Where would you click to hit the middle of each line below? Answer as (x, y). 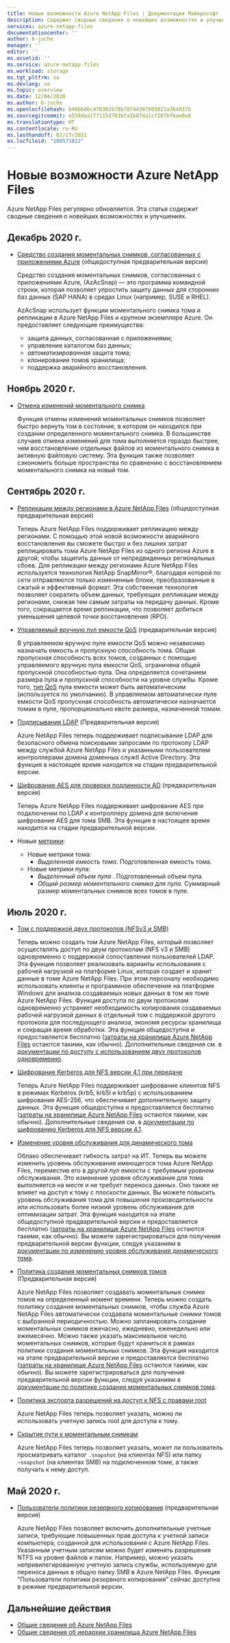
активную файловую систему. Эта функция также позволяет (106, 455)
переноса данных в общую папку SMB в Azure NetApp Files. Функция (118, 1572)
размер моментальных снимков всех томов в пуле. (113, 891)
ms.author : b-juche (35, 103)
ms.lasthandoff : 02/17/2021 (47, 135)
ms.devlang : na (29, 84)
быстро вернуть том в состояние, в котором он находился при (109, 426)
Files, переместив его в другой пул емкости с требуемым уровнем (115, 1171)
